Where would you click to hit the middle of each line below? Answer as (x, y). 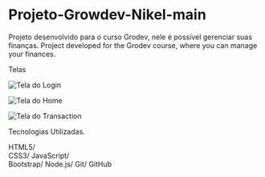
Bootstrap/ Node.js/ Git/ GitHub (60, 164)
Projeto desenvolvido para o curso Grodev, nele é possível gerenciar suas (130, 37)
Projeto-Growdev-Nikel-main (107, 15)
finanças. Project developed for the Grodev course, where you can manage (133, 45)
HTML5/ (22, 147)
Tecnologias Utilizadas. (47, 131)
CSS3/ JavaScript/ (39, 155)
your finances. (32, 54)
